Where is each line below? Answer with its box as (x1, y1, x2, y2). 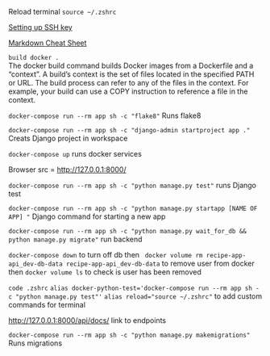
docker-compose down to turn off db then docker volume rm (8, 250, 203, 259)
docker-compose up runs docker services (8, 149, 143, 158)
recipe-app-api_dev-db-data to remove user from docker (65, 258, 255, 268)
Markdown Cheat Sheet (8, 38, 87, 48)
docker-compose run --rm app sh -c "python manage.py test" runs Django (8, 181, 256, 190)
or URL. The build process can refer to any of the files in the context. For (8, 78, 249, 87)
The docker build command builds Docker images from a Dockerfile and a (8, 61, 254, 70)
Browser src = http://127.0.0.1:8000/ (8, 165, 127, 174)
